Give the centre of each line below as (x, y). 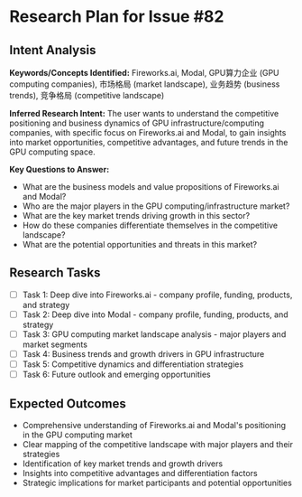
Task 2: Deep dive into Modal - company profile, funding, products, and (155, 314)
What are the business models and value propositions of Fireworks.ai (151, 187)
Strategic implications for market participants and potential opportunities (157, 483)
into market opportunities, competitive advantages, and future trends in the (149, 142)
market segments (55, 344)
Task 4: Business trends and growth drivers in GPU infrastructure (143, 354)
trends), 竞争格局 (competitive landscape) (87, 95)
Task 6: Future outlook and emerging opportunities (116, 375)
